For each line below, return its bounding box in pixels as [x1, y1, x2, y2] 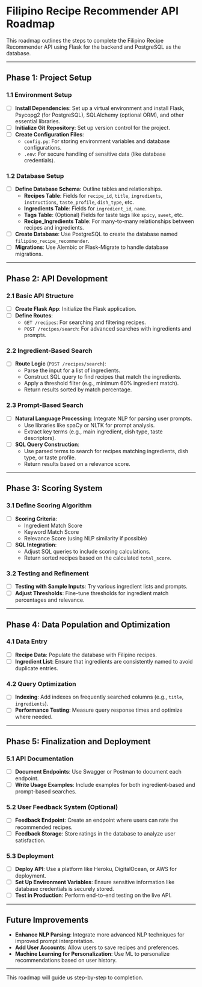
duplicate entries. [14, 664, 58, 671]
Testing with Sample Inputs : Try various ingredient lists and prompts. [14, 583, 188, 590]
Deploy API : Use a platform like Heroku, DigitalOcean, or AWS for [14, 865, 177, 872]
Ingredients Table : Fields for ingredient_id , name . [23, 205, 147, 212]
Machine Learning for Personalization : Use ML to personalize [14, 950, 170, 957]
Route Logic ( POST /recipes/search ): [14, 360, 106, 367]
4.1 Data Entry [6, 637, 48, 646]
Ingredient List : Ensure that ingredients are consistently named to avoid [14, 658, 194, 665]
